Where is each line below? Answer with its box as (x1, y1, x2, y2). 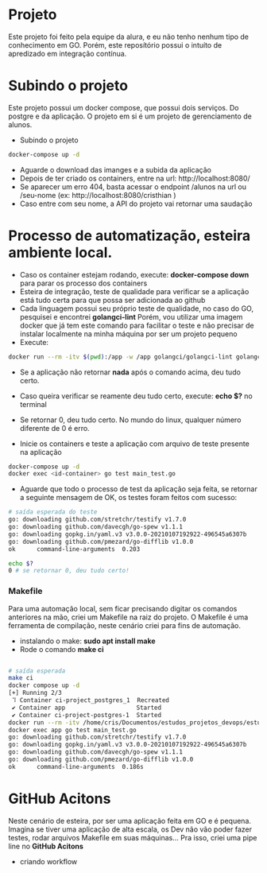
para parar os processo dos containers (19, 278, 148, 288)
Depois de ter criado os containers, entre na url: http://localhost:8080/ (19, 173, 250, 183)
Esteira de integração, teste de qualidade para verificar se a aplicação (19, 286, 250, 296)
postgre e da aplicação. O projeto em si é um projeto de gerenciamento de (8, 111, 252, 121)
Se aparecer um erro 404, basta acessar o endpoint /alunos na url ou (19, 181, 246, 192)
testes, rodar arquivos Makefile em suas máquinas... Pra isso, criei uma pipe (8, 832, 257, 842)
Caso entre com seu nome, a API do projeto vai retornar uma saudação (19, 199, 253, 208)
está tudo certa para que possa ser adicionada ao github (19, 295, 206, 305)
